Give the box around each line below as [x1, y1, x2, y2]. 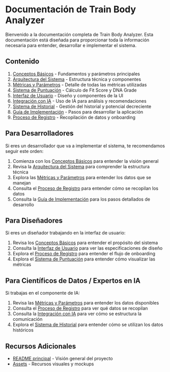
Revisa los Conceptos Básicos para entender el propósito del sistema [12, 239, 158, 246]
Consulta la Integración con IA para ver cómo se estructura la [12, 311, 141, 317]
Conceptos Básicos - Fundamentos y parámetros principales [12, 71, 140, 77]
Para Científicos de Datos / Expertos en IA [5, 276, 141, 285]
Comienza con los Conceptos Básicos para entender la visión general [12, 158, 159, 164]
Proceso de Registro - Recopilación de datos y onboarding [12, 114, 136, 120]
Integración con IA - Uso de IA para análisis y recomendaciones [12, 98, 147, 104]
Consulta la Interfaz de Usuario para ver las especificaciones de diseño [12, 245, 163, 251]
